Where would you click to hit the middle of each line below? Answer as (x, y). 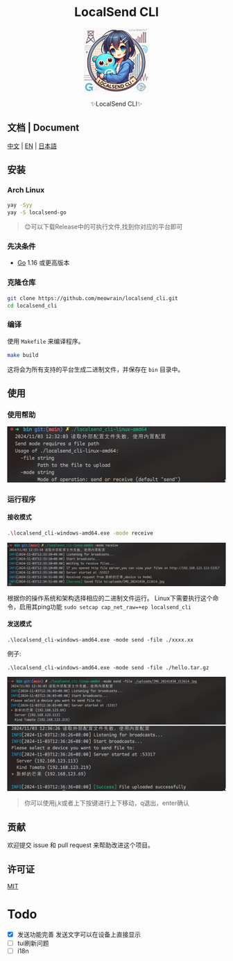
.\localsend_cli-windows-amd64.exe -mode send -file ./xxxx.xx (101, 640)
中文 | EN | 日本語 (32, 146)
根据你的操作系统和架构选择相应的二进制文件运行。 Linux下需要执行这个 (110, 598)
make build (23, 355)
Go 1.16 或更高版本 (43, 263)
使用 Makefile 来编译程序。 (46, 341)
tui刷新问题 (33, 943)
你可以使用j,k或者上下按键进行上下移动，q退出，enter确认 (106, 803)
